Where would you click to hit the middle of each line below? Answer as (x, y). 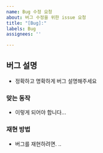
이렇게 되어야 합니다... (40, 113)
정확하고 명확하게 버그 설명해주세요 (56, 81)
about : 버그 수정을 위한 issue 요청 (46, 17)
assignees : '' (24, 34)
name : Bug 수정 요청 (29, 12)
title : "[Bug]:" (26, 23)
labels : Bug (21, 29)
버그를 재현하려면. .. (38, 144)
